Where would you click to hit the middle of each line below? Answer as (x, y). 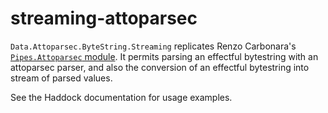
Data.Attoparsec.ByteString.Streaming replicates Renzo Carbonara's (153, 46)
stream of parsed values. (61, 78)
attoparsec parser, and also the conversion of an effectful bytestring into (160, 67)
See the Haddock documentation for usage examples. (121, 97)
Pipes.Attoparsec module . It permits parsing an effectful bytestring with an (164, 56)
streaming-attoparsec (104, 18)
